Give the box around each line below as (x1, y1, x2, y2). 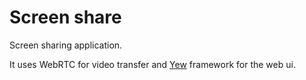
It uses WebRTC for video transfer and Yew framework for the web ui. (9, 58, 296, 70)
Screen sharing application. (9, 39, 123, 51)
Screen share (9, 6, 122, 29)
